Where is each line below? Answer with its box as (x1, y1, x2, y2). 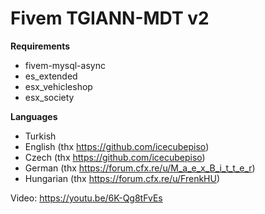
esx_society (24, 91, 75, 103)
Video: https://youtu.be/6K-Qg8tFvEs (10, 192, 163, 204)
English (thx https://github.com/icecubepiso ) (24, 140, 210, 152)
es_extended (24, 70, 78, 82)
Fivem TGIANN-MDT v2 (10, 7, 210, 30)
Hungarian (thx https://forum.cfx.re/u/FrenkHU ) (24, 172, 221, 184)
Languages (10, 110, 58, 122)
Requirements (10, 40, 71, 52)
